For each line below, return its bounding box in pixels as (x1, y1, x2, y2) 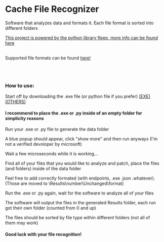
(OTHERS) (5, 99, 26, 105)
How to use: (5, 82, 35, 89)
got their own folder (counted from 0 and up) (5, 205, 96, 211)
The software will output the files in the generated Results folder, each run (5, 200, 156, 206)
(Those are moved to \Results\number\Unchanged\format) (5, 181, 124, 186)
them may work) (5, 220, 39, 226)
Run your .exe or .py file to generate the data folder (5, 126, 110, 132)
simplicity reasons (5, 115, 44, 121)
